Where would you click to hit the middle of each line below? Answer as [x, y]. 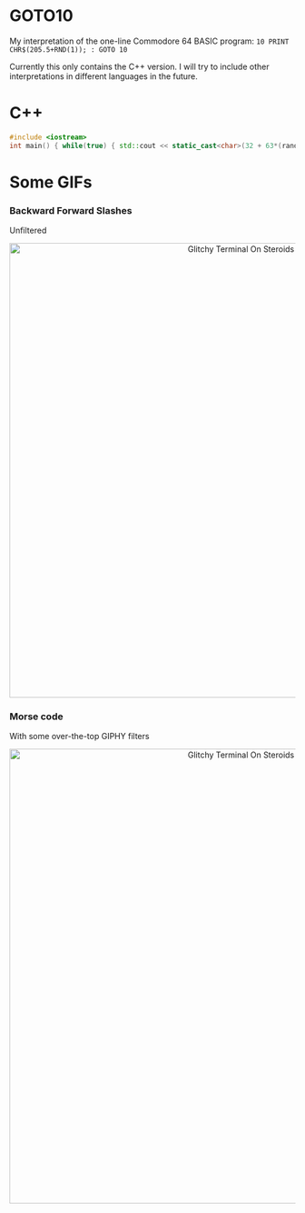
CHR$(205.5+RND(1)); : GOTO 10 [69, 50]
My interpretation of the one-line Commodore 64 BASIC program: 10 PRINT [149, 41]
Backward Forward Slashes [71, 210]
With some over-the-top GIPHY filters [79, 737]
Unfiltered [28, 231]
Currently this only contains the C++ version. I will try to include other [139, 66]
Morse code [36, 717]
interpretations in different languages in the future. [103, 76]
